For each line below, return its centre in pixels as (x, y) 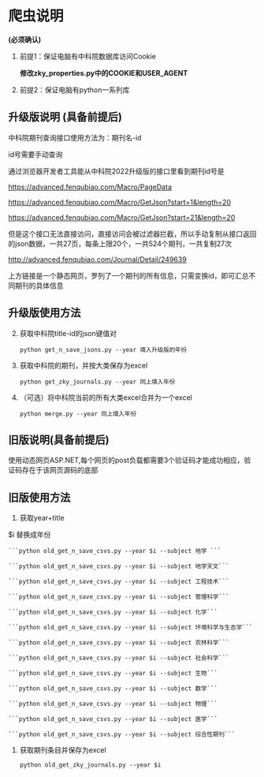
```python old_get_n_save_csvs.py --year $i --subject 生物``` (113, 674)
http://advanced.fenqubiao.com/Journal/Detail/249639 (97, 259)
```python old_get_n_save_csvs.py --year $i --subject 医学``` (113, 719)
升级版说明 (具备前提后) (65, 117)
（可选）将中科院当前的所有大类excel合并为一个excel (106, 397)
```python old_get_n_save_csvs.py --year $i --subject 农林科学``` (119, 643)
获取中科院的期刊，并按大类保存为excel (84, 365)
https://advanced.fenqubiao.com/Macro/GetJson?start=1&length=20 (119, 202)
